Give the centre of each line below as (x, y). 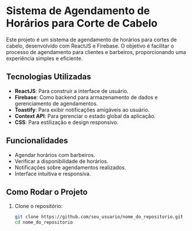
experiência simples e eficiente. (45, 58)
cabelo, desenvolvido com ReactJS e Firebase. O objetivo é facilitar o (90, 46)
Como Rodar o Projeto (47, 192)
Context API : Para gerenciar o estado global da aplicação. (85, 116)
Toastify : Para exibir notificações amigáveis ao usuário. (82, 109)
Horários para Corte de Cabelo (82, 23)
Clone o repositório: (38, 206)
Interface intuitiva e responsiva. (53, 173)
